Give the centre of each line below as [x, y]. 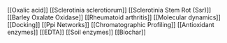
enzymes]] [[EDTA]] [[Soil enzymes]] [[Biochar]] [77, 32]
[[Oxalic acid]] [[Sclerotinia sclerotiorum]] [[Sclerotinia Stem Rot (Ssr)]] [109, 10]
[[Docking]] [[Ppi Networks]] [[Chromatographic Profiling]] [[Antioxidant [111, 25]
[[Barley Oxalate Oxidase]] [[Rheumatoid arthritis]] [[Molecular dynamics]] [114, 17]
